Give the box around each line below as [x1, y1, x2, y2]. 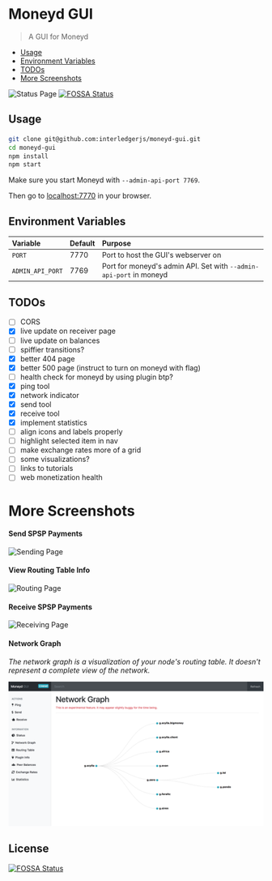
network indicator [19, 390, 79, 400]
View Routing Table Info [8, 565, 91, 575]
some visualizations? [19, 455, 91, 464]
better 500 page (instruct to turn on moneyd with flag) [19, 362, 201, 373]
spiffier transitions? [19, 344, 85, 354]
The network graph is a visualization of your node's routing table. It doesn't [8, 656, 261, 666]
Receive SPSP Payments [8, 601, 93, 612]
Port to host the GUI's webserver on [101, 250, 222, 259]
